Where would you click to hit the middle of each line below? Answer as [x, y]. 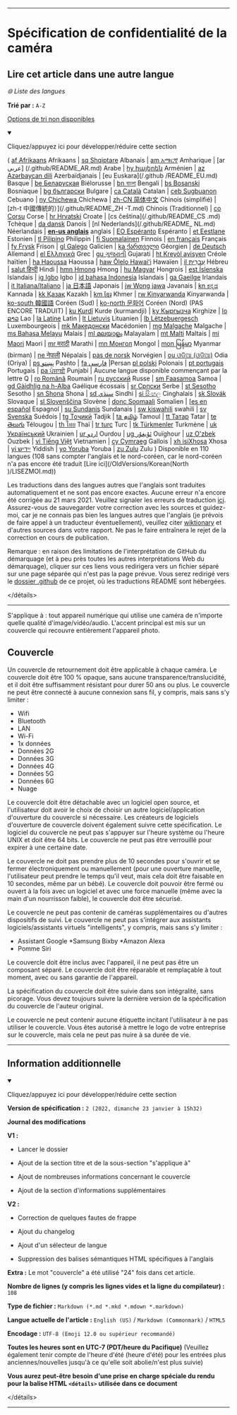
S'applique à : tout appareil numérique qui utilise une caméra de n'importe [115, 615]
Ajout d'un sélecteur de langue [62, 1245]
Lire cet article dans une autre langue [91, 74]
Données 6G [36, 781]
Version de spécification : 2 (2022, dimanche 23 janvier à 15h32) [105, 1108]
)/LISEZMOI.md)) [32, 471]
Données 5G [36, 773]
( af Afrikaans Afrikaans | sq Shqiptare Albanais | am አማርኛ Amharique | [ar [116, 160]
